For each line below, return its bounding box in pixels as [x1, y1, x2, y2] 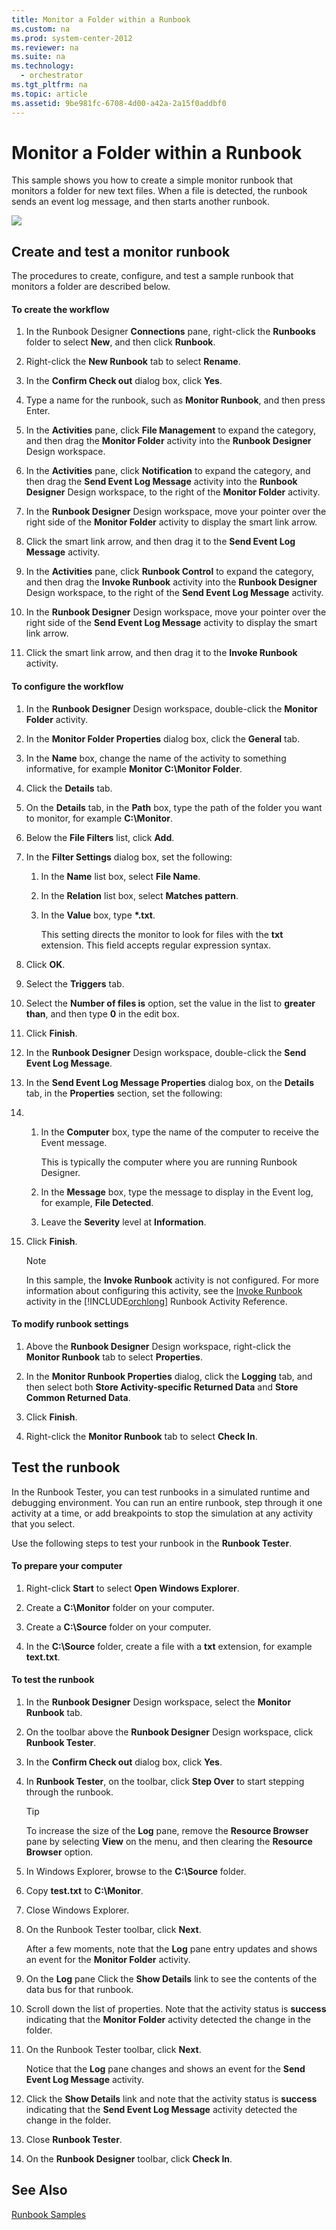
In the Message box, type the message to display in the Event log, [40, 1186, 314, 1198]
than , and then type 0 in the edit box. [25, 1007, 180, 1020]
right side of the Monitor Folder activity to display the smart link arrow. [25, 516, 318, 528]
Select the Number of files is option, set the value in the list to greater [25, 997, 316, 1009]
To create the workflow [11, 303, 110, 315]
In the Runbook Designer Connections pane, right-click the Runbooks [25, 326, 316, 338]
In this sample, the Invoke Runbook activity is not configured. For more [25, 1274, 319, 1286]
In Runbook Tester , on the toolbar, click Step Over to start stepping [25, 1776, 305, 1788]
